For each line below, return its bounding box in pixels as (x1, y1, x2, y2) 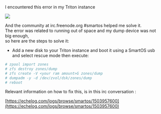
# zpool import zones (5, 62, 49, 67)
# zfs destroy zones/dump (5, 66, 57, 71)
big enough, (5, 33, 29, 38)
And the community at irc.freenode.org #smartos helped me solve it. (5, 23, 142, 28)
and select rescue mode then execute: (12, 53, 89, 58)
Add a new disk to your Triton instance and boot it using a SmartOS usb (12, 48, 155, 53)
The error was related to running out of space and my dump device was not (5, 28, 156, 33)
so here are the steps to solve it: (5, 38, 69, 44)
